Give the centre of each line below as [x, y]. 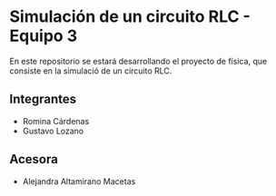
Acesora [34, 159]
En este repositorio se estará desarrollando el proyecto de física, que [138, 61]
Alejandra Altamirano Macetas [79, 181]
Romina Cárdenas [56, 121]
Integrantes [43, 99]
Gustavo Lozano [53, 131]
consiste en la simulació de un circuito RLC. [91, 71]
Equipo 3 [44, 36]
